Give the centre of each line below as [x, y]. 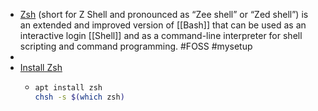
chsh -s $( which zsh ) [79, 97]
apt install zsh [68, 88]
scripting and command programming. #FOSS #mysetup [136, 46]
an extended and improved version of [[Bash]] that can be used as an [163, 25]
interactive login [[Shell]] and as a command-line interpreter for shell [161, 35]
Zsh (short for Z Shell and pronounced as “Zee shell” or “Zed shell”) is [164, 14]
